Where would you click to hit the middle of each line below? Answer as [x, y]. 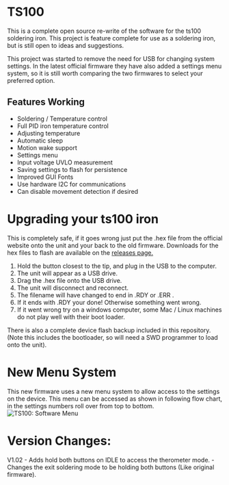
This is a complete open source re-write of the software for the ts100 [104, 31]
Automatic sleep [40, 140]
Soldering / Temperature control [62, 119]
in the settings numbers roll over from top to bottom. [81, 406]
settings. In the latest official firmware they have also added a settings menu [114, 66]
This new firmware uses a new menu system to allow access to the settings [113, 391]
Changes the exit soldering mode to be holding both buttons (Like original [111, 467]
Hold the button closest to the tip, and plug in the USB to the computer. [117, 266]
